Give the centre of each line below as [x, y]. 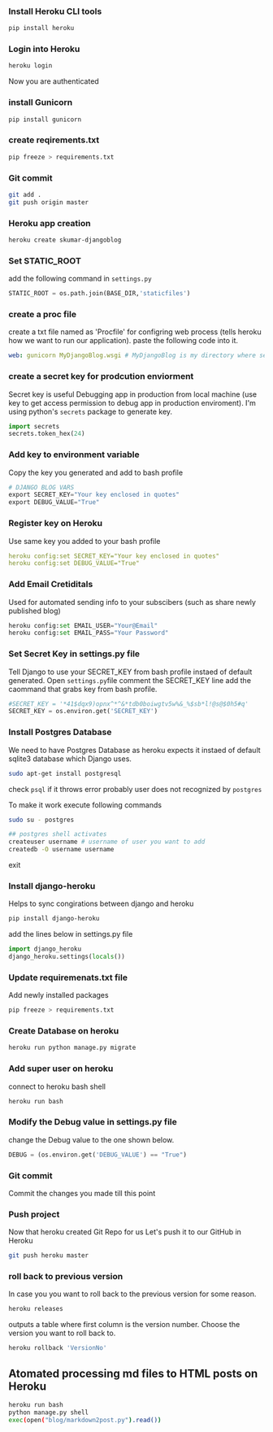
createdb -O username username [61, 850]
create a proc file [43, 314]
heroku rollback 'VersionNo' [58, 1348]
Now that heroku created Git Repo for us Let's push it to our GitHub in [125, 1232]
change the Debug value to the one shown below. [91, 1139]
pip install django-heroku [54, 919]
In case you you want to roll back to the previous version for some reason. [132, 1294]
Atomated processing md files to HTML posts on [133, 1373]
